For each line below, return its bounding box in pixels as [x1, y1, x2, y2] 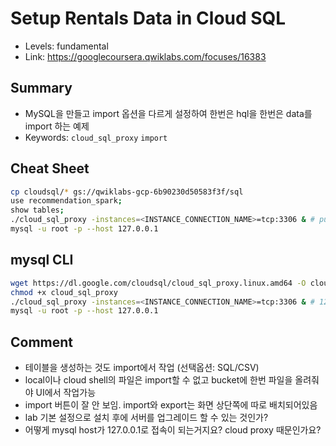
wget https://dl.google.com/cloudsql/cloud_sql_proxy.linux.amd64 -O [10, 278, 307, 288]
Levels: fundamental [24, 40, 109, 52]
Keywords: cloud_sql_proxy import [24, 131, 168, 143]
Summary [10, 80, 73, 97]
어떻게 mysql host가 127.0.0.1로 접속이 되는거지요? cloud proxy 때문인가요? [24, 424, 322, 436]
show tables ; [10, 205, 65, 216]
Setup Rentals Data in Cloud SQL [10, 7, 287, 30]
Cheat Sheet [10, 160, 90, 177]
